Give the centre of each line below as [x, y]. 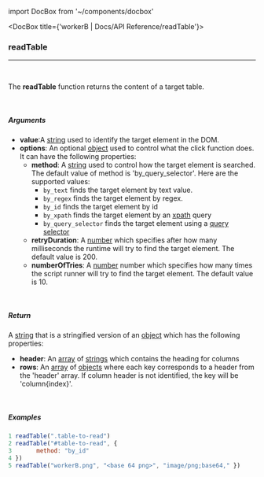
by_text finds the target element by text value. [118, 190]
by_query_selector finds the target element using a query [136, 224]
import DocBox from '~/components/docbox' [81, 11]
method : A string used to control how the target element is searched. [143, 165]
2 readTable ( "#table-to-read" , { [63, 444]
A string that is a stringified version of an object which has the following [124, 335]
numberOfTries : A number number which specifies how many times [142, 265]
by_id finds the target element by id [101, 207]
